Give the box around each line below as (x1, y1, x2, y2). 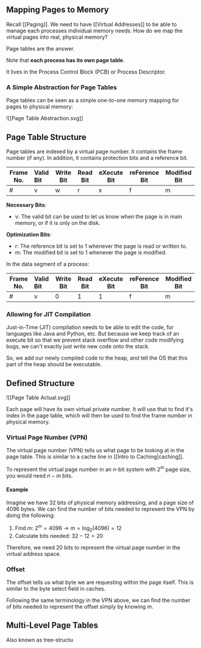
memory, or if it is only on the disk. (14, 219, 100, 226)
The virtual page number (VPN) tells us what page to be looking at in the (6, 447, 184, 454)
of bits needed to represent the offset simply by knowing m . (6, 603, 154, 610)
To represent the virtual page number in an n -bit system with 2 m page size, (6, 465, 191, 473)
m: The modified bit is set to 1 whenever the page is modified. (14, 248, 167, 256)
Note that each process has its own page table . (6, 56, 125, 63)
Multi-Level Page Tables (6, 620, 99, 631)
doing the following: (6, 512, 55, 519)
